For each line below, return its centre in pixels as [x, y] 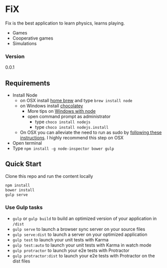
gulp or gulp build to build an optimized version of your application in [85, 218]
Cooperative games [33, 38]
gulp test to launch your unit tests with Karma [60, 239]
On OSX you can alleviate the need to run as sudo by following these [91, 132]
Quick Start [23, 164]
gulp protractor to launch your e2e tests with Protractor [71, 250]
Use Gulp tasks [24, 207]
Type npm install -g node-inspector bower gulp [63, 148]
